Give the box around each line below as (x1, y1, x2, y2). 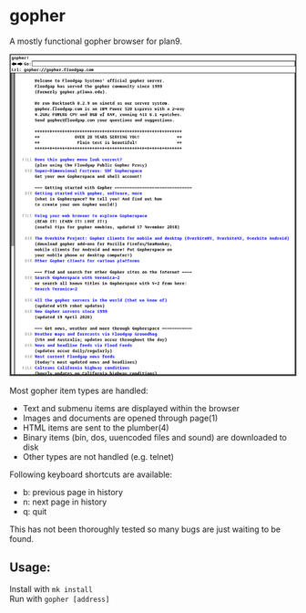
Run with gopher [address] (9, 594, 110, 605)
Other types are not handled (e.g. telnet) (22, 451, 175, 462)
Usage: (9, 559, 52, 575)
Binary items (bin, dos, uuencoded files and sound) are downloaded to (22, 431, 287, 442)
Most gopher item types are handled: (9, 385, 148, 396)
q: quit (22, 505, 47, 516)
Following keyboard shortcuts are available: (9, 469, 173, 480)
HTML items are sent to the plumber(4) (22, 421, 170, 433)
